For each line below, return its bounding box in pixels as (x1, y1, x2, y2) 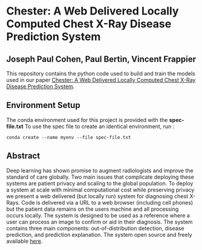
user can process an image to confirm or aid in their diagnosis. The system (6, 218, 193, 225)
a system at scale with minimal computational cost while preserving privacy (6, 186, 195, 193)
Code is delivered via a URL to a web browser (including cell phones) (21, 199, 194, 206)
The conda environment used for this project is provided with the (6, 116, 168, 123)
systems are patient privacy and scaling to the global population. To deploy (6, 179, 194, 187)
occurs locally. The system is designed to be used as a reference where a (6, 211, 191, 219)
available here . (6, 237, 43, 245)
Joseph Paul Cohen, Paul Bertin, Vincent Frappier (6, 54, 197, 64)
